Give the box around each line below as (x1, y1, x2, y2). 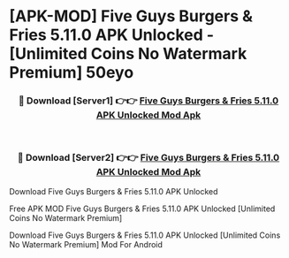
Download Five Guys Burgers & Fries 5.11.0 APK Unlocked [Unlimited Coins (9, 230, 281, 240)
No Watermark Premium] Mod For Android (9, 239, 164, 249)
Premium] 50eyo (9, 63, 134, 83)
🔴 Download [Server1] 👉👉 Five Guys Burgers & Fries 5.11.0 (18, 95, 279, 107)
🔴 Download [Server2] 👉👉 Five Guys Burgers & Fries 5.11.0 (17, 152, 280, 164)
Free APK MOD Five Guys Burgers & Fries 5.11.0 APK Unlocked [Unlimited (9, 203, 276, 214)
